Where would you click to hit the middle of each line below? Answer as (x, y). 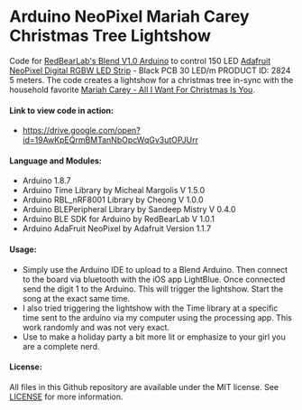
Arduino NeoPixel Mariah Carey (129, 17)
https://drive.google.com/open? (82, 130)
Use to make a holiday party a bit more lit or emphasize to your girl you (154, 337)
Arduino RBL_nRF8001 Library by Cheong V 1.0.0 (113, 200)
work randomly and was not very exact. (96, 327)
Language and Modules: (55, 161)
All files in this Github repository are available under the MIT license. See (144, 387)
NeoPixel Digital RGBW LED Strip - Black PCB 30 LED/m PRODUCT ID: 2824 (150, 70)
